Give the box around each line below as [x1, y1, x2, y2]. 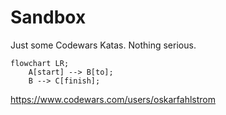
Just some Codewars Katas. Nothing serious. [10, 39, 197, 51]
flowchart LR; [10, 58, 70, 68]
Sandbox [10, 6, 87, 29]
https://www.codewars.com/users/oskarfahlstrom [10, 93, 216, 105]
